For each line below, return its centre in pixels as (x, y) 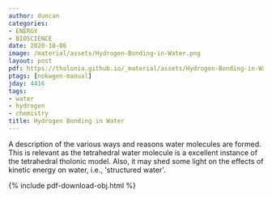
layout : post (30, 61)
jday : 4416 (27, 83)
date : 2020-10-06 (38, 46)
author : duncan (34, 16)
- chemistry (28, 114)
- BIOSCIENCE (30, 38)
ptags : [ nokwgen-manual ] (50, 76)
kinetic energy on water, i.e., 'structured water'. (87, 170)
